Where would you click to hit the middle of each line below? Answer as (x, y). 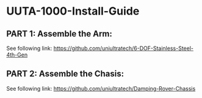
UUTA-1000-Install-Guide (73, 11)
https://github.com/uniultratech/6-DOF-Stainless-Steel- (124, 48)
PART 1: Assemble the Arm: (60, 34)
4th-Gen (17, 55)
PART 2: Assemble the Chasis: (65, 74)
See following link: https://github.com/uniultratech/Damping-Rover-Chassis (101, 88)
